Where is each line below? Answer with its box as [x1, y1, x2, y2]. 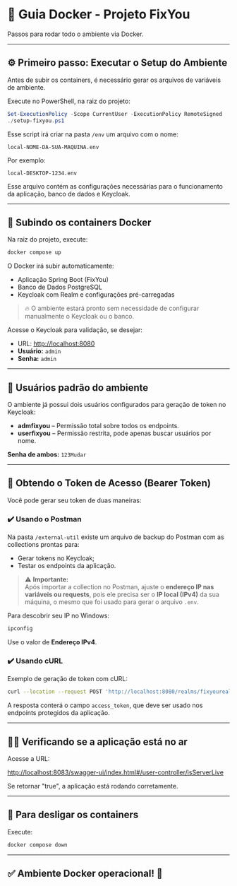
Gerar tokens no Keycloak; [17, 554, 95, 562]
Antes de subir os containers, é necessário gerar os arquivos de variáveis [7, 76, 221, 84]
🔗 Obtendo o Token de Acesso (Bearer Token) [7, 477, 212, 490]
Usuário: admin [17, 347, 61, 355]
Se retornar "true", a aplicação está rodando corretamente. [7, 781, 178, 790]
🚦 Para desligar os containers [7, 809, 139, 821]
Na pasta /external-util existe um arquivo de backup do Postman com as [7, 533, 224, 541]
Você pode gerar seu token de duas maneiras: [7, 496, 142, 504]
